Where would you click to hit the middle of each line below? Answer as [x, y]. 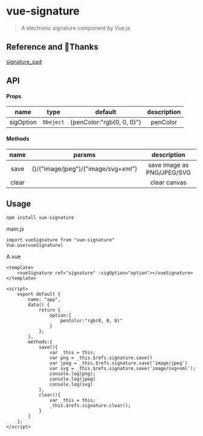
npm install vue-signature [40, 218]
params [85, 155]
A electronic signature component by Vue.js [76, 28]
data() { [39, 305]
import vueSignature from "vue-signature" [60, 240]
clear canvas [169, 182]
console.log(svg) [71, 384]
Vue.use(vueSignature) [35, 246]
